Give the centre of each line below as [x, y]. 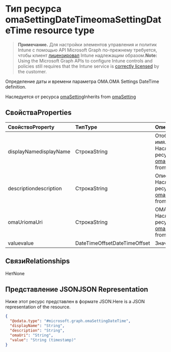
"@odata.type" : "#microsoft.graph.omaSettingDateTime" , [70, 321]
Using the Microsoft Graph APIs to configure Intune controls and [85, 61]
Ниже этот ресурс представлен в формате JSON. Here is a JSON [75, 302]
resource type [64, 31]
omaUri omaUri [25, 222]
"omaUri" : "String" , [32, 335]
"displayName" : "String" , [37, 326]
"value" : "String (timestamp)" [43, 340]
